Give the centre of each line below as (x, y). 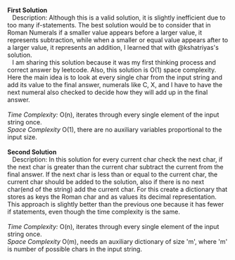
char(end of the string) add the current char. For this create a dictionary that (118, 189)
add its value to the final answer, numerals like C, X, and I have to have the (115, 85)
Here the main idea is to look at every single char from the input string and (115, 77)
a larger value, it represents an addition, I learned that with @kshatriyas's (113, 47)
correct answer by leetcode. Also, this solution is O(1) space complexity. (112, 70)
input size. (22, 137)
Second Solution (32, 152)
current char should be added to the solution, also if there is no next (106, 182)
